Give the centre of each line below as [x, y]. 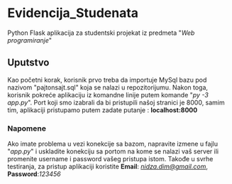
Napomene [27, 128]
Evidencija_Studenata [73, 13]
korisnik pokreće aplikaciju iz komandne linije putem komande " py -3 [108, 94]
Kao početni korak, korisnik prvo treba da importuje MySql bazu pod [107, 80]
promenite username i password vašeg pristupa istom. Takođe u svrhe [110, 159]
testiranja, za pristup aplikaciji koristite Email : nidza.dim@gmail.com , [107, 167]
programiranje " [29, 40]
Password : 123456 [34, 174]
